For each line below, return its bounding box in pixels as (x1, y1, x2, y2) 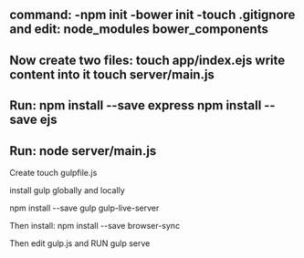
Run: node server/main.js (9, 143, 157, 159)
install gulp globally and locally (9, 184, 125, 195)
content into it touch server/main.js (9, 67, 215, 82)
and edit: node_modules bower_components (9, 22, 269, 37)
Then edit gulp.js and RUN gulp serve (9, 237, 151, 249)
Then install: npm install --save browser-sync (9, 220, 181, 231)
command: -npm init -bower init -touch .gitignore (9, 7, 296, 23)
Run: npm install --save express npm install (9, 98, 262, 113)
